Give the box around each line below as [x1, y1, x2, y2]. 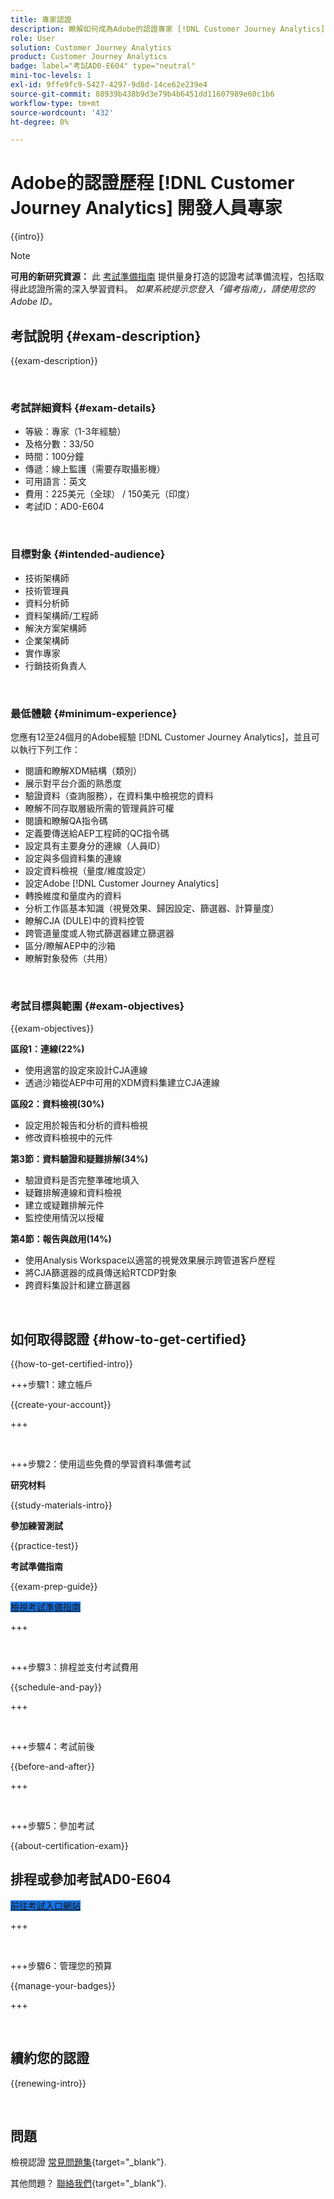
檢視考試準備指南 [10, 1601, 81, 1613]
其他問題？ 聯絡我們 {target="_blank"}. [10, 2177, 167, 2190]
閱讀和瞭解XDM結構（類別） [24, 764, 143, 776]
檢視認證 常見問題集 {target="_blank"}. [10, 2156, 167, 2168]
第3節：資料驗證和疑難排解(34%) [10, 1153, 149, 1165]
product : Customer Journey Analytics [10, 52, 168, 62]
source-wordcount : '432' [10, 107, 114, 118]
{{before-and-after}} [10, 1761, 95, 1772]
